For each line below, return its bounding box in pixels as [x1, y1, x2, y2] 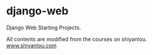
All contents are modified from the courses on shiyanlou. [6, 35, 147, 42]
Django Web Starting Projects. [6, 24, 81, 31]
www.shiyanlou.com [6, 42, 57, 49]
